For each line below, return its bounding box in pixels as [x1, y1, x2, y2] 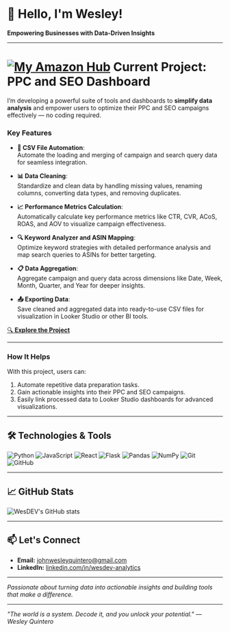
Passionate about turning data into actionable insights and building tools [7, 583, 213, 591]
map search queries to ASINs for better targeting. [16, 251, 157, 259]
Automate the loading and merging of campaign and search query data [16, 151, 218, 160]
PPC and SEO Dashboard [7, 74, 151, 90]
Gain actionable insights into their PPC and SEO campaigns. [16, 388, 186, 396]
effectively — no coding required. [7, 111, 101, 119]
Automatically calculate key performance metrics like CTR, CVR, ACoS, [16, 212, 218, 221]
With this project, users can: [7, 368, 87, 376]
